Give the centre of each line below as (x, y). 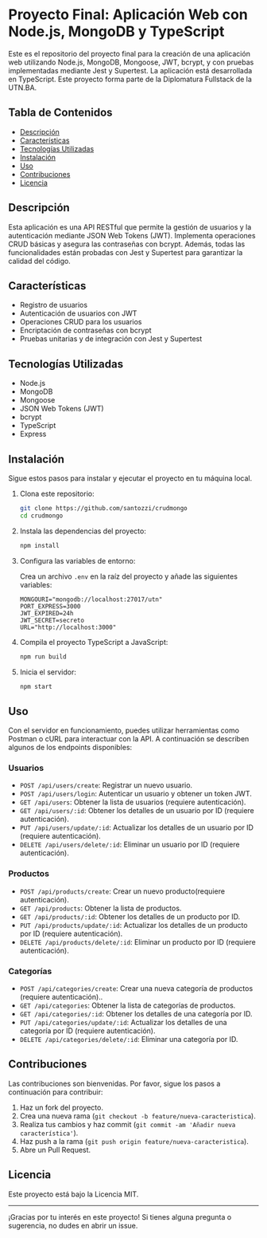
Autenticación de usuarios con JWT (78, 313)
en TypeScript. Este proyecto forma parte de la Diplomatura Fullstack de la (130, 79)
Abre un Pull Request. (55, 1150)
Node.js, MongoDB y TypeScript (116, 31)
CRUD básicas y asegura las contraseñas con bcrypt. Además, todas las (127, 244)
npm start (36, 686)
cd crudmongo (41, 516)
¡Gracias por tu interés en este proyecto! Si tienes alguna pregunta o (120, 1216)
